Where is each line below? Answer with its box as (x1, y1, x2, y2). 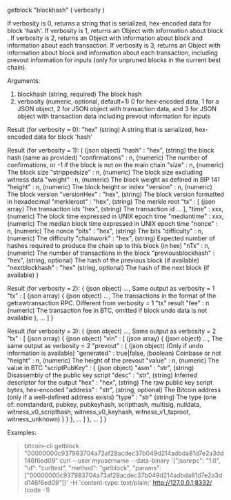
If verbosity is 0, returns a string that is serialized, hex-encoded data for (7, 19, 212, 27)
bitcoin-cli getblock (23, 442, 79, 450)
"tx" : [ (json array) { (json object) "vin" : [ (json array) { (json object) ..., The (7, 334, 223, 343)
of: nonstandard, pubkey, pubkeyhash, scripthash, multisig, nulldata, (7, 401, 201, 408)
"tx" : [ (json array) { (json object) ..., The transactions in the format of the (7, 291, 217, 300)
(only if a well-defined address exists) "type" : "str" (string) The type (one (7, 393, 217, 401)
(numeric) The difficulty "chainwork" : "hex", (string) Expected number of (7, 234, 215, 242)
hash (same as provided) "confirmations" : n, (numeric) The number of (7, 153, 208, 162)
